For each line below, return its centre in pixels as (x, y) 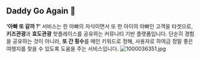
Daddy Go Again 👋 (41, 11)
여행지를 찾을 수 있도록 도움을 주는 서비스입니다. (63, 48)
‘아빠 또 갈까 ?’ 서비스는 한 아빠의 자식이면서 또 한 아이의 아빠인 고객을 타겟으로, (99, 26)
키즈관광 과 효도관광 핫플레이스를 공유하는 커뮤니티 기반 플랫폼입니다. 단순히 (95, 33)
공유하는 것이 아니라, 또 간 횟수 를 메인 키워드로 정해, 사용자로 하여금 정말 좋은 (103, 41)
